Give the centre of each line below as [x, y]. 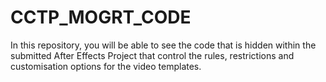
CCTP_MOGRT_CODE [101, 17]
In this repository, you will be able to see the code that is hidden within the [163, 45]
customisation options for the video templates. [106, 66]
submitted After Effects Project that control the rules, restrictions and [152, 55]
